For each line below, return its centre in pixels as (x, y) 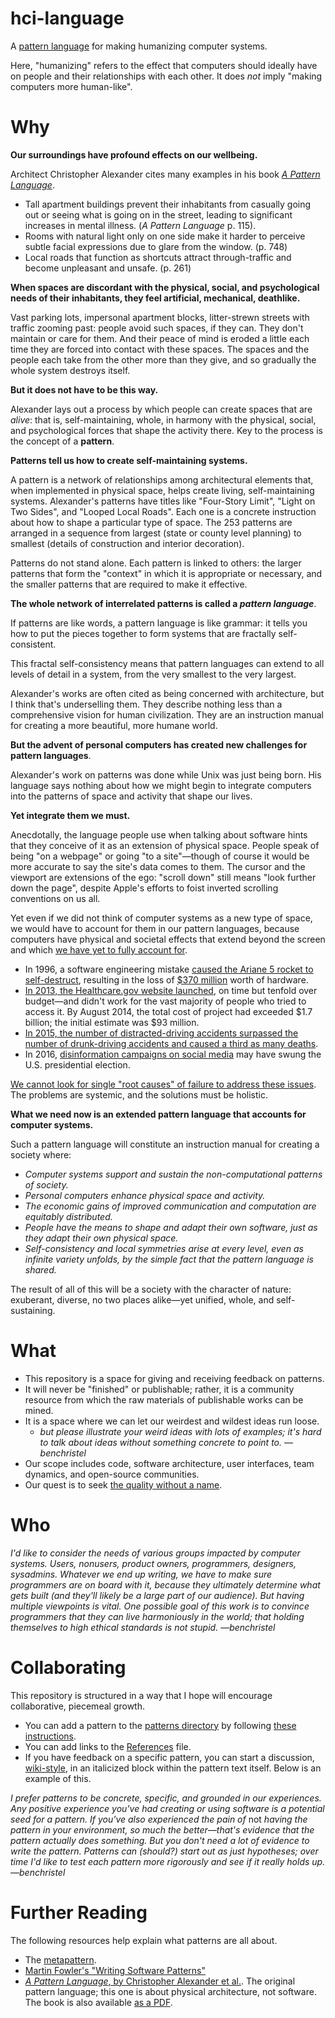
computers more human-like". (71, 86)
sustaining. (33, 1310)
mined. (39, 1410)
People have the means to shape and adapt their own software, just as (171, 1227)
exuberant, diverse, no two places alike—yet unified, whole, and (142, 1299)
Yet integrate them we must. (70, 815)
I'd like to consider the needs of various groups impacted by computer (155, 1553)
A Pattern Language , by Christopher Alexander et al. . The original (160, 1981)
